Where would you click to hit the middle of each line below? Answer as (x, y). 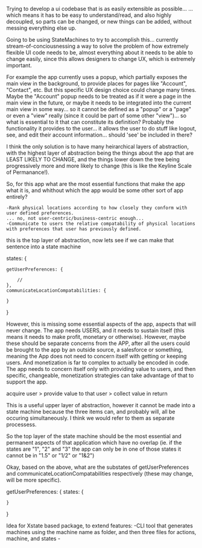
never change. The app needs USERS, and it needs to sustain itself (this (96, 330)
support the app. (27, 382)
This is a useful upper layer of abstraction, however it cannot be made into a (101, 405)
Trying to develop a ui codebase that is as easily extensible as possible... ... (100, 9)
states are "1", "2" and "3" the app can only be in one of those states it (94, 449)
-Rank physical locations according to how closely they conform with (97, 208)
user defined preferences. (40, 213)
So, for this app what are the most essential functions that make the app (96, 184)
